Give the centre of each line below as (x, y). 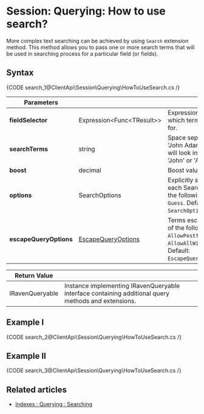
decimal (90, 170)
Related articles (36, 389)
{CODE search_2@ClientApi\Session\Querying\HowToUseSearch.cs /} (94, 337)
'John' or (180, 160)
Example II (26, 356)
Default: (179, 250)
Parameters (41, 102)
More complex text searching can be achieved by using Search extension (97, 41)
